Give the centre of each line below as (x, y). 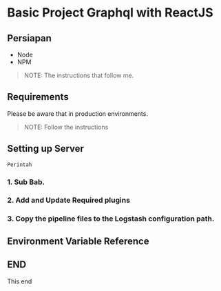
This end (20, 281)
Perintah (20, 164)
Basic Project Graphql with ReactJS (110, 13)
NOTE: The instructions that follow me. (79, 75)
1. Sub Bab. (26, 182)
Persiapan (29, 38)
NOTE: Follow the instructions (66, 127)
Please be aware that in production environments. (77, 113)
